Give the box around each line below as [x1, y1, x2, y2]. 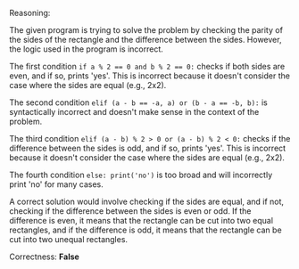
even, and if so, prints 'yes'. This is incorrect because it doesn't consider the [9, 70, 290, 81]
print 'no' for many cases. [9, 179, 104, 190]
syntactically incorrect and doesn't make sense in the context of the [9, 107, 260, 117]
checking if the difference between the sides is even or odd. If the [9, 206, 252, 216]
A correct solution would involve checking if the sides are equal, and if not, [9, 196, 284, 207]
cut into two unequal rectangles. [9, 234, 128, 244]
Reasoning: [9, 8, 51, 18]
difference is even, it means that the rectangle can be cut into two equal [9, 216, 274, 225]
